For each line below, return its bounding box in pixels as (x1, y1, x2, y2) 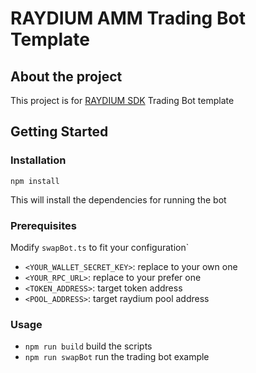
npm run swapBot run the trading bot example (24, 351, 210, 363)
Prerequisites (10, 218, 77, 232)
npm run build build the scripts (24, 340, 153, 352)
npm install (10, 176, 60, 186)
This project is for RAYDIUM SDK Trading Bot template (10, 95, 235, 106)
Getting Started (10, 123, 109, 141)
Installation (10, 153, 67, 167)
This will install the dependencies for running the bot (10, 193, 227, 206)
